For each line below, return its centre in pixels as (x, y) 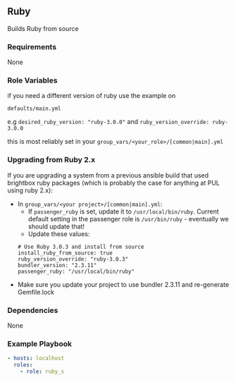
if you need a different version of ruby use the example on (92, 96)
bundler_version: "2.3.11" (57, 265)
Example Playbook (40, 343)
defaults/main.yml (34, 109)
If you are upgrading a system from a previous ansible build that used (108, 175)
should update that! (56, 226)
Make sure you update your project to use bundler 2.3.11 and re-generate (123, 284)
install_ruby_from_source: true (65, 253)
